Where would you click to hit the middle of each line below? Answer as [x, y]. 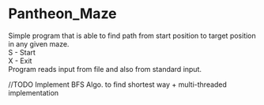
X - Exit [20, 61]
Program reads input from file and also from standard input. [105, 69]
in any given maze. [39, 43]
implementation [34, 92]
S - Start [22, 52]
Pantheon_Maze [62, 14]
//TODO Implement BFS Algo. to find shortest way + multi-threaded [118, 84]
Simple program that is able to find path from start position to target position [132, 36]
